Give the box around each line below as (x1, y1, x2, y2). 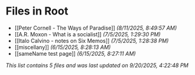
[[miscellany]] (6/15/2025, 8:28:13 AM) (14, 44, 111, 51)
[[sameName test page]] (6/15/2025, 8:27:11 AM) (14, 50, 136, 57)
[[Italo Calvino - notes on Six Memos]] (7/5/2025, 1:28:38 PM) (14, 37, 169, 44)
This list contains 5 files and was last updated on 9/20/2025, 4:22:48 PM (5, 62, 189, 69)
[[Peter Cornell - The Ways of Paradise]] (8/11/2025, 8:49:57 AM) (14, 24, 177, 31)
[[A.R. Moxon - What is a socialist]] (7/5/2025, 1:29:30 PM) (14, 30, 161, 37)
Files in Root (5, 4, 68, 18)
